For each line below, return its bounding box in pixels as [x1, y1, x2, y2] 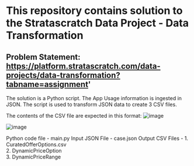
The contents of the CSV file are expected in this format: [6, 112, 142, 119]
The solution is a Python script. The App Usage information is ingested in [6, 95, 182, 101]
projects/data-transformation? [6, 70, 121, 80]
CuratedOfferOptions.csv [6, 141, 67, 148]
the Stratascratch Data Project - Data [6, 16, 189, 30]
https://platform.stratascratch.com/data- [6, 61, 161, 71]
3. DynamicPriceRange [6, 153, 61, 160]
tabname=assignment [6, 79, 89, 89]
